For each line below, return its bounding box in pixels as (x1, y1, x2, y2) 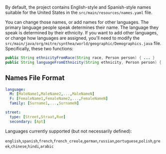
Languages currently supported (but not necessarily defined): (5, 128, 132, 134)
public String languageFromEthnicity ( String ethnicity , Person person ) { (5, 60, 162, 65)
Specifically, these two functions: (5, 46, 74, 51)
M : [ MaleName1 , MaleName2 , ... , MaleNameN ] (9, 92, 95, 97)
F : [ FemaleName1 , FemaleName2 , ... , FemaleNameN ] (9, 96, 108, 101)
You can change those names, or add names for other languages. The (5, 19, 149, 25)
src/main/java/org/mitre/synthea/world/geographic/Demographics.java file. (5, 40, 162, 46)
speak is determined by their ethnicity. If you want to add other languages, (5, 30, 158, 35)
